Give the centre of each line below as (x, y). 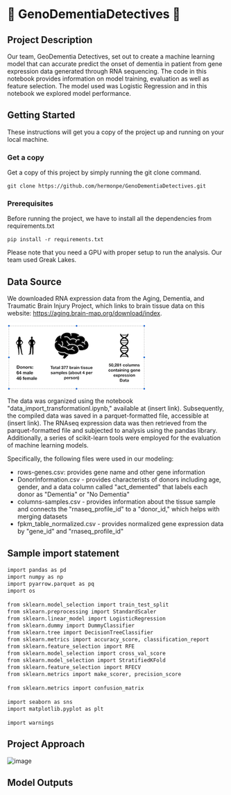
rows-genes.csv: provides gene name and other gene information (111, 473)
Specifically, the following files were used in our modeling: (91, 459)
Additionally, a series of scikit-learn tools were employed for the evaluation (114, 438)
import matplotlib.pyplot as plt (55, 709)
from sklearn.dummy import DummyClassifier (71, 626)
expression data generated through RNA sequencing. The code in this (107, 71)
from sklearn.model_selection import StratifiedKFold (87, 661)
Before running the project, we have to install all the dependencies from (109, 219)
